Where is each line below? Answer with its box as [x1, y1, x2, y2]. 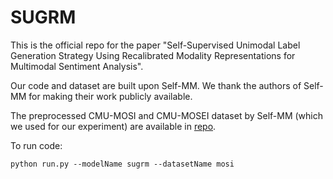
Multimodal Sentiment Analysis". [10, 60, 144, 72]
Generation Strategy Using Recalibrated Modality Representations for [10, 49, 296, 61]
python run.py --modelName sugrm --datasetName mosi [10, 159, 235, 169]
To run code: [10, 139, 63, 151]
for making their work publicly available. [28, 90, 193, 102]
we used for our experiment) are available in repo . [10, 120, 217, 132]
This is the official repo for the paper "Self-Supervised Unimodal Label [10, 39, 301, 51]
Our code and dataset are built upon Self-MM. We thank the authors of [10, 79, 302, 91]
